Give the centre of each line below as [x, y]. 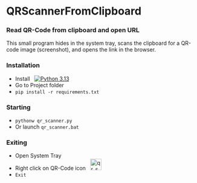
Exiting [17, 142]
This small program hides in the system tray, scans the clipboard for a [93, 43]
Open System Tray [38, 156]
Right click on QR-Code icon [50, 168]
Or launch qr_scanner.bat [47, 127]
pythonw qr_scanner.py [44, 121]
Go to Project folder [40, 85]
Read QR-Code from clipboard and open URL [73, 30]
